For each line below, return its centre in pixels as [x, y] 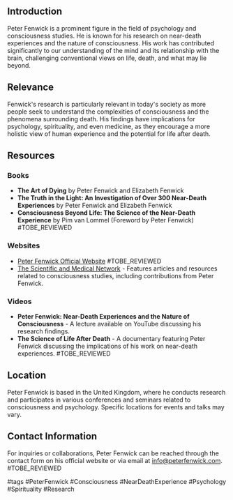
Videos [20, 301]
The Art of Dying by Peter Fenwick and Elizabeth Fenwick [100, 190]
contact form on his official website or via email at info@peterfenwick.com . [115, 460]
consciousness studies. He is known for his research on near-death [104, 36]
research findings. [43, 331]
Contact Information [52, 436]
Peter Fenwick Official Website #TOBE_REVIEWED [89, 261]
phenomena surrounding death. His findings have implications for [101, 119]
